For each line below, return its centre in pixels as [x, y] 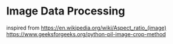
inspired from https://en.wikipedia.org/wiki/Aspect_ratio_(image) [86, 28]
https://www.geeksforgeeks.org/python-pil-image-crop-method [86, 34]
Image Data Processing [66, 11]
